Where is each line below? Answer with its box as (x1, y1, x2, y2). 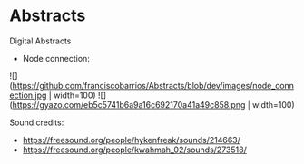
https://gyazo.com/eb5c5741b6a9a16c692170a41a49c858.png (12, 99, 246, 110)
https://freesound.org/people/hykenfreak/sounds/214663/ (22, 134, 240, 145)
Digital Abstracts (9, 35, 72, 46)
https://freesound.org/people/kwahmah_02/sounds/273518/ (22, 144, 247, 155)
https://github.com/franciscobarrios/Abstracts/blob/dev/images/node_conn (12, 80, 295, 91)
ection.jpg (9, 90, 47, 101)
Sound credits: (9, 117, 64, 128)
